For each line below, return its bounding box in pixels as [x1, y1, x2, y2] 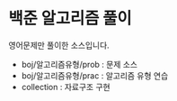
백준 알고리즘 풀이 [8, 8, 132, 29]
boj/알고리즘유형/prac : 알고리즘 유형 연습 [21, 69, 169, 81]
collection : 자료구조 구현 [21, 81, 111, 92]
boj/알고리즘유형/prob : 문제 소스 [21, 59, 138, 69]
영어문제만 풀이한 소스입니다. [8, 40, 110, 50]
